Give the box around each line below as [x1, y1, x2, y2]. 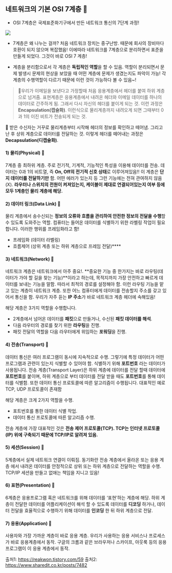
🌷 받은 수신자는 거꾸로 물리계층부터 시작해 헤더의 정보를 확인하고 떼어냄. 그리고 [5, 124, 163, 130]
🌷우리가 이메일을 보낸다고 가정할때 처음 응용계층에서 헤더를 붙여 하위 [17, 87, 156, 94]
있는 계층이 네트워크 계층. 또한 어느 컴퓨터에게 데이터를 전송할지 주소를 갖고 [10, 287, 162, 294]
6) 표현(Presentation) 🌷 [5, 482, 55, 488]
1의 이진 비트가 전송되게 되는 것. [23, 113, 87, 119]
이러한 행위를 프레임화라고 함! [20, 226, 80, 232]
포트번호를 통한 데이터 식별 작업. [12, 408, 78, 414]
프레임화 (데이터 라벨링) [12, 237, 61, 243]
